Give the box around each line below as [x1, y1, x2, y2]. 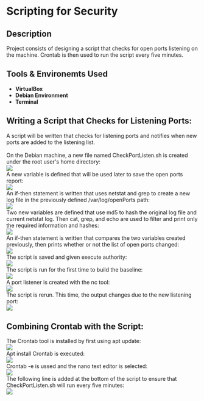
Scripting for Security [6, 4, 118, 18]
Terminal [15, 98, 38, 105]
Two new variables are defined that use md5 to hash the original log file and [6, 209, 197, 216]
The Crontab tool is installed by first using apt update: [6, 338, 141, 345]
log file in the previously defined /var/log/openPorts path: [6, 196, 150, 203]
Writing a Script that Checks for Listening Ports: [6, 116, 192, 126]
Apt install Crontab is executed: [6, 350, 85, 358]
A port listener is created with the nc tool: [6, 278, 110, 286]
